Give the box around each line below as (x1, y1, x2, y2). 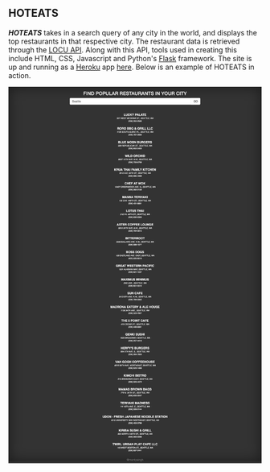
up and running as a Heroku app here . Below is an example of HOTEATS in (8, 62, 255, 72)
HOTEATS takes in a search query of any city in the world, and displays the (8, 27, 257, 37)
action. (8, 70, 31, 80)
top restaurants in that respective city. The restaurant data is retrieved (8, 36, 240, 46)
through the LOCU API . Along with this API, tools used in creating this (8, 44, 237, 55)
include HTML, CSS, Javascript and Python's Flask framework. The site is (8, 53, 252, 63)
